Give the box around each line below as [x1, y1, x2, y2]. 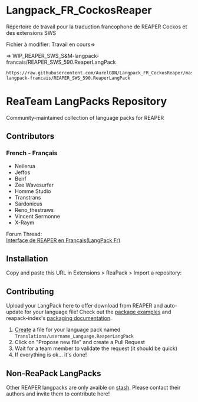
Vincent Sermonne [14, 213, 61, 220]
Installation [6, 253, 48, 263]
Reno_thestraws [14, 206, 54, 213]
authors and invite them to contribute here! [6, 390, 110, 397]
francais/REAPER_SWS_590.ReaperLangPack [6, 58, 116, 66]
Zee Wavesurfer [14, 181, 54, 188]
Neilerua [14, 162, 35, 169]
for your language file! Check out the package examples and [24, 308, 171, 316]
